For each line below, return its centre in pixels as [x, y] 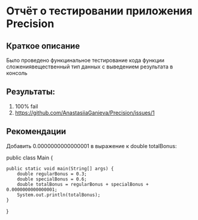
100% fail [26, 106]
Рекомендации [36, 132]
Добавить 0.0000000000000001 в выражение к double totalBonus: [91, 146]
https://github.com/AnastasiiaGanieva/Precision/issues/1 [85, 113]
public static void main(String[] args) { [60, 168]
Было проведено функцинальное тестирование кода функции [85, 60]
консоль [17, 73]
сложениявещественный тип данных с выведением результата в [90, 67]
